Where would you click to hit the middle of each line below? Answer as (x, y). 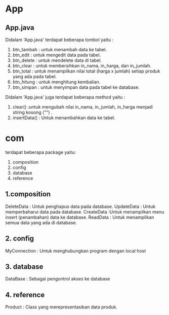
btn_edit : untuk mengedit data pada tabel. (57, 55)
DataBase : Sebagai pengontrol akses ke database (58, 279)
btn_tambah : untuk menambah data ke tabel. (60, 49)
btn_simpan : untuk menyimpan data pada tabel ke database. (76, 87)
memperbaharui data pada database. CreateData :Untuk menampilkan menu (85, 212)
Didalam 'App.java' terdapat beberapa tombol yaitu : (59, 40)
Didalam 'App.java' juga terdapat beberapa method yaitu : (65, 97)
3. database (24, 267)
